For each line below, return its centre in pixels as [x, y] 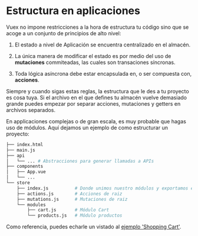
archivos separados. [31, 110]
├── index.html [25, 144]
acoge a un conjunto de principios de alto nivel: [64, 33]
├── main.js [21, 150]
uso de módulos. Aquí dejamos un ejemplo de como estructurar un [87, 127]
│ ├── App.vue [26, 172]
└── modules [31, 205]
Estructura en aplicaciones [73, 11]
